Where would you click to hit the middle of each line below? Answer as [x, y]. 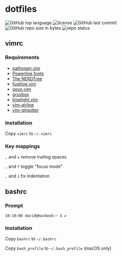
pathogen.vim [26, 68]
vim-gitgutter [25, 110]
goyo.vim [22, 89]
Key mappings [23, 146]
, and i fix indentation [27, 176]
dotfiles [21, 9]
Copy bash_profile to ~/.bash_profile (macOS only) [58, 248]
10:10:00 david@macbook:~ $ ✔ [36, 216]
